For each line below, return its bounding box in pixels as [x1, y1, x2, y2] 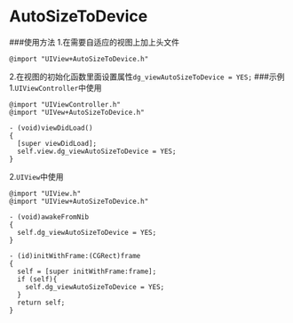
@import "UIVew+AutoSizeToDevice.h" [9, 108, 145, 117]
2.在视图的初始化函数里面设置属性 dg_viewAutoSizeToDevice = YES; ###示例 [9, 71, 285, 82]
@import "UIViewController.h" [9, 100, 122, 109]
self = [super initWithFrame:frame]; [17, 267, 157, 276]
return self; [17, 298, 66, 307]
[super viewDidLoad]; [17, 139, 98, 148]
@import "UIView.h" [9, 189, 82, 198]
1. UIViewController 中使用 [9, 82, 102, 93]
